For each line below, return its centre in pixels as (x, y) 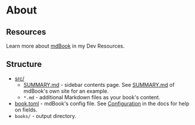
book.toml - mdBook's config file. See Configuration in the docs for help (102, 103)
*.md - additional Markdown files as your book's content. (92, 97)
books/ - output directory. (45, 116)
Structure (24, 64)
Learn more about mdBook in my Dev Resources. (65, 46)
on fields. (26, 110)
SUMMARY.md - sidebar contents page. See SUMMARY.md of (99, 85)
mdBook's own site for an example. (66, 91)
